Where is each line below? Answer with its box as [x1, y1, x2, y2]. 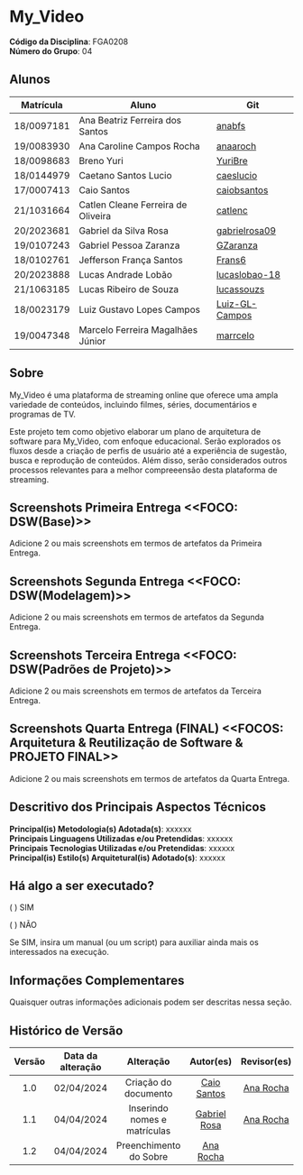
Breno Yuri [78, 154, 124, 167]
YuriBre [216, 154, 248, 167]
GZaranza [216, 239, 259, 252]
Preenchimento [115, 1139, 181, 1152]
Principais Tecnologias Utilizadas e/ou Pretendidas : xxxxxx [9, 842, 235, 853]
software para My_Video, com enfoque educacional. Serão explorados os [9, 436, 281, 446]
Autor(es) [188, 1055, 233, 1068]
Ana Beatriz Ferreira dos [78, 114, 182, 126]
